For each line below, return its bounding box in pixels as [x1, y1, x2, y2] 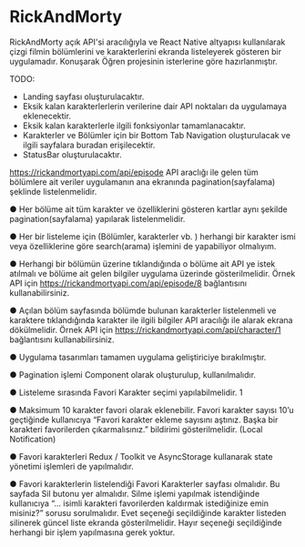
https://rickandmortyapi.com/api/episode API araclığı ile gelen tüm [9, 167, 259, 177]
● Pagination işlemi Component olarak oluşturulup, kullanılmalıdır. [9, 369, 257, 380]
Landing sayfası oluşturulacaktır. [22, 91, 145, 102]
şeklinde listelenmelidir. [9, 186, 97, 197]
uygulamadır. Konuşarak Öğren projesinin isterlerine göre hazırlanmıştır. [9, 56, 278, 66]
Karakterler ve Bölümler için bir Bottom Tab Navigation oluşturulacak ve [22, 129, 291, 140]
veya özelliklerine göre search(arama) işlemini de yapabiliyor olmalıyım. [9, 240, 277, 251]
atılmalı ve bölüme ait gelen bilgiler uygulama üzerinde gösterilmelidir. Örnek [9, 268, 296, 279]
